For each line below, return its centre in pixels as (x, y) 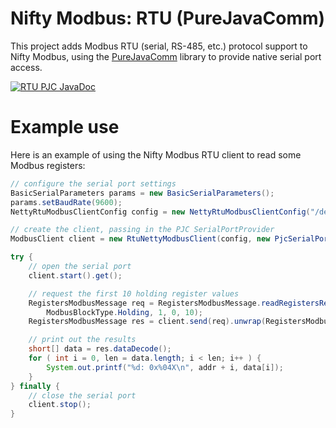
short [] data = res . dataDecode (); (100, 349)
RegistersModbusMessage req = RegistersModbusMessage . (145, 303)
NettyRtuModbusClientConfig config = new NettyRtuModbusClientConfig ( (160, 212)
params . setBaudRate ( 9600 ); (66, 202)
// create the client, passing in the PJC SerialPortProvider (142, 230)
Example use (65, 127)
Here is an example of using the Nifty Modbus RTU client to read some (156, 154)
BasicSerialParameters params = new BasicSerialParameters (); (142, 193)
